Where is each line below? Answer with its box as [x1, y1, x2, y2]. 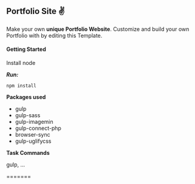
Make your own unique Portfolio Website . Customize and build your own [6, 25, 190, 33]
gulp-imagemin [15, 118, 53, 126]
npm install [6, 83, 36, 89]
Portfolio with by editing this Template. [6, 32, 103, 39]
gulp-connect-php [15, 124, 62, 132]
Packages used [6, 94, 46, 101]
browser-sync [15, 131, 50, 138]
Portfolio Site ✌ [6, 6, 65, 16]
